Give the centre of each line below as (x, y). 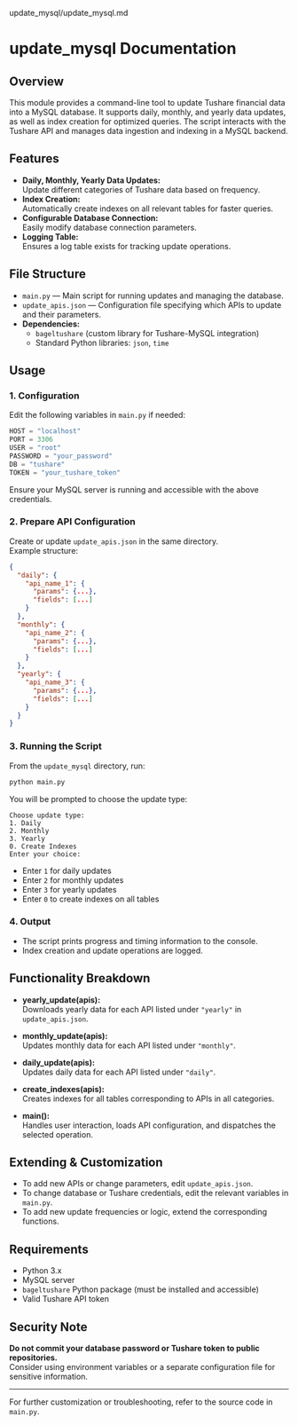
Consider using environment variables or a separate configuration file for (142, 1367)
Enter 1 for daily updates (67, 870)
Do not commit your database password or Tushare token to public (134, 1349)
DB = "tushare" (37, 464)
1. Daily (25, 823)
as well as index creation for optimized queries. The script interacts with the (148, 122)
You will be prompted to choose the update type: (98, 799)
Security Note (48, 1327)
